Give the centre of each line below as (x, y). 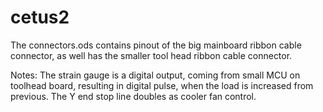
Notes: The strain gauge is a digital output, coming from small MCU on (155, 75)
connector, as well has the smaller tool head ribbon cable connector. (151, 55)
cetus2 (40, 17)
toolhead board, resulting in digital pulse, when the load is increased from (162, 85)
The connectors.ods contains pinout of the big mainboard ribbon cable (156, 45)
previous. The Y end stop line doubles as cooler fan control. (133, 96)
